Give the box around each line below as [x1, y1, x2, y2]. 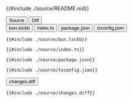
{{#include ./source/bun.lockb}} [6, 37, 87, 43]
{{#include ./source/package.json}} [6, 57, 95, 63]
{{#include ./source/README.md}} [6, 5, 89, 12]
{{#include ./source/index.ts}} [6, 47, 85, 52]
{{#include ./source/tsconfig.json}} [6, 67, 98, 73]
